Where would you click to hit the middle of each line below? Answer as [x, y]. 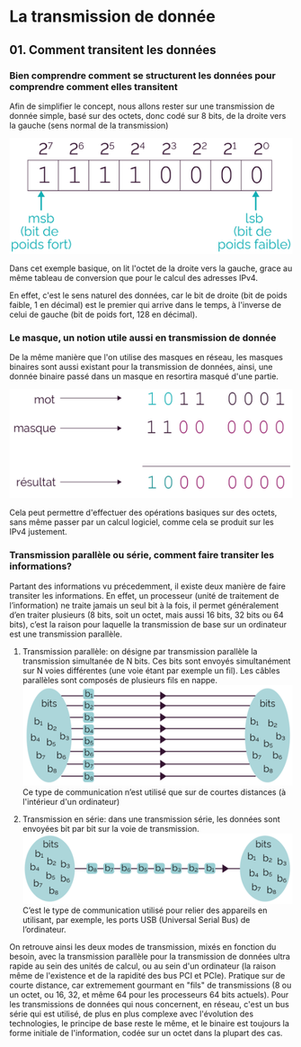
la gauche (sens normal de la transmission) [89, 125]
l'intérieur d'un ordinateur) [71, 801]
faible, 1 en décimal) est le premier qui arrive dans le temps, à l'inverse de [145, 305]
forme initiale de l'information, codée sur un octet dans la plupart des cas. [146, 1033]
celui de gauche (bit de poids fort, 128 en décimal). [103, 315]
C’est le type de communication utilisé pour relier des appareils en [145, 910]
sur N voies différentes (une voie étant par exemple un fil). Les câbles [151, 670]
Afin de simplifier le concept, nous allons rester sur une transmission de [142, 106]
